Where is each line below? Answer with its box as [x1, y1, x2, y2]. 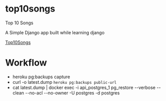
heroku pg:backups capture [12, 74, 70, 80]
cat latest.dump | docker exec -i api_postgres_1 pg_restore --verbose [12, 84, 156, 90]
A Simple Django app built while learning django [5, 29, 105, 35]
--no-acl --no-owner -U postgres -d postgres [25, 89, 120, 96]
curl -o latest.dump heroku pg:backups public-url [12, 79, 117, 85]
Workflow [5, 57, 47, 69]
